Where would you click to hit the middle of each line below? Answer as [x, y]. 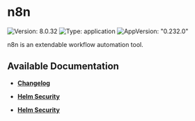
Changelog [34, 83]
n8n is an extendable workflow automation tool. [76, 44]
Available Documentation [63, 66]
